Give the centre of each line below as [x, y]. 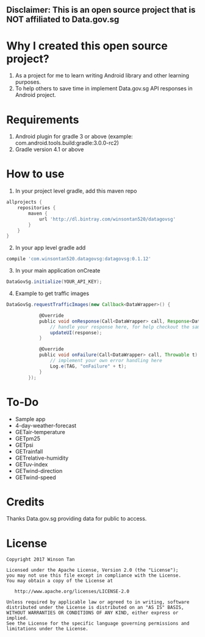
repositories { [37, 208]
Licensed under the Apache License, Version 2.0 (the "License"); [92, 570]
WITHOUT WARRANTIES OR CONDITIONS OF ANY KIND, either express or [92, 613]
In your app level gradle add [50, 248]
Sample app [30, 419]
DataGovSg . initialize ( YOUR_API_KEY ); [54, 282]
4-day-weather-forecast [46, 425]
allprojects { [24, 202]
